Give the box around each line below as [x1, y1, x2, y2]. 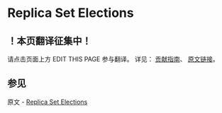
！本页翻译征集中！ [7, 35, 91, 47]
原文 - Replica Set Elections [7, 97, 88, 106]
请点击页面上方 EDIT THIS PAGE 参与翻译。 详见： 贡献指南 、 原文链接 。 [7, 55, 220, 63]
